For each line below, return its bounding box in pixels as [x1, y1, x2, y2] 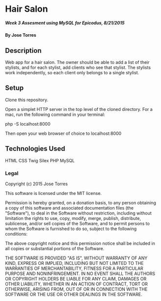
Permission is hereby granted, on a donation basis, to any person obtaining [5, 199, 157, 206]
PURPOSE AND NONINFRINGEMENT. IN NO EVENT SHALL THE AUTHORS [5, 270, 156, 277]
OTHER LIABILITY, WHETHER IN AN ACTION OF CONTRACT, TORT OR [5, 281, 148, 287]
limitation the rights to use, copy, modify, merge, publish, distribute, [5, 215, 141, 221]
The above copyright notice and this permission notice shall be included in [5, 240, 155, 246]
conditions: [5, 231, 28, 236]
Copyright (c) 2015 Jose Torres [5, 181, 68, 187]
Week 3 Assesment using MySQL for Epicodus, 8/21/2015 [5, 20, 125, 25]
